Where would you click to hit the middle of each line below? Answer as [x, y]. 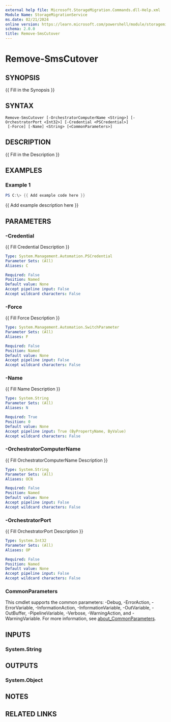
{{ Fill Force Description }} [33, 318]
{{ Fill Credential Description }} [37, 247]
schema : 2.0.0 [20, 29]
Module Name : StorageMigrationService [46, 15]
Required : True [21, 417]
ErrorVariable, [20, 608]
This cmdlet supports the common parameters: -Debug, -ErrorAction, [78, 602]
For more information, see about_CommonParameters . [99, 619]
